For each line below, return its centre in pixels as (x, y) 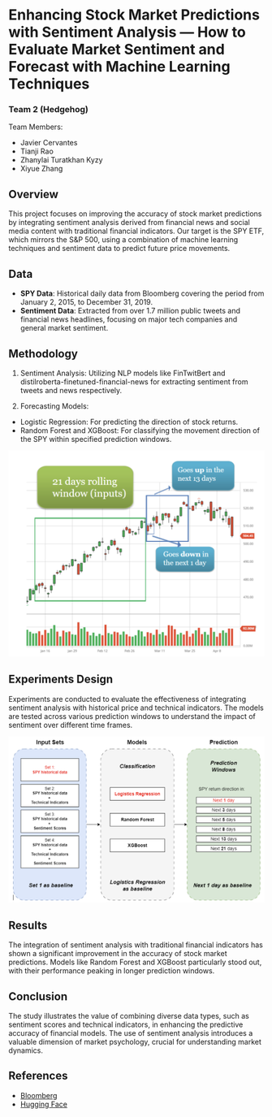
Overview (34, 194)
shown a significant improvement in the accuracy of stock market (118, 954)
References (38, 1076)
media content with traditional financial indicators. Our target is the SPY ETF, (136, 231)
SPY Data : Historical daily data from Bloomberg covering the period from (142, 293)
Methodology (43, 354)
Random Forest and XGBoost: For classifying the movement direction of (140, 430)
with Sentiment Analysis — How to (127, 32)
